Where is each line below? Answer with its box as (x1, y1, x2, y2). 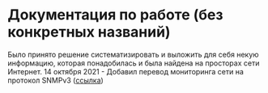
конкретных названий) (7, 23, 171, 41)
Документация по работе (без (7, 6, 223, 24)
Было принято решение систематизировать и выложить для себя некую (7, 49, 260, 59)
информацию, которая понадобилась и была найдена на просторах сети (7, 58, 260, 68)
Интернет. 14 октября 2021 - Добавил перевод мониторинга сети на (7, 66, 245, 76)
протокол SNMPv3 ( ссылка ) (7, 75, 104, 85)
